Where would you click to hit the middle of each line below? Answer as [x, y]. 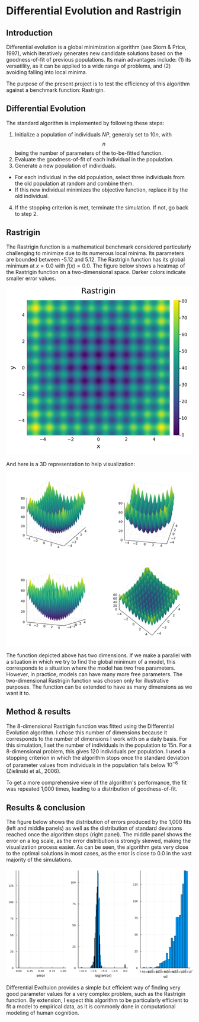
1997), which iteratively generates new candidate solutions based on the [94, 53]
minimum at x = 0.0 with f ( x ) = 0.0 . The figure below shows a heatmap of [96, 266]
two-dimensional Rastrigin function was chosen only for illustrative [87, 680]
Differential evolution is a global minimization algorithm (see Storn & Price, [96, 47]
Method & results [38, 712]
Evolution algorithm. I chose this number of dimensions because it [87, 732]
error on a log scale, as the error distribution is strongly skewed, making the [99, 841]
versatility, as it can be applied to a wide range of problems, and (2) [89, 66]
